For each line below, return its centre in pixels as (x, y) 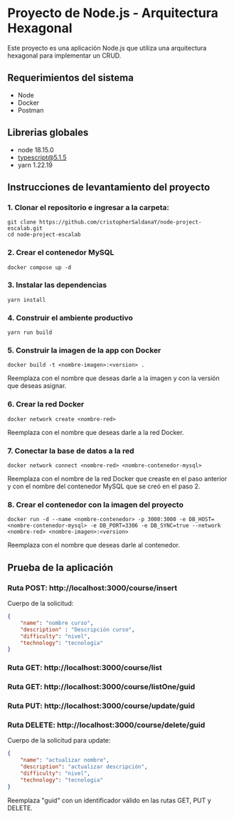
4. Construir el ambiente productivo (70, 318)
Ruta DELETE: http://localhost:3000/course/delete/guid (106, 725)
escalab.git (25, 229)
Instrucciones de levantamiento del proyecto (109, 187)
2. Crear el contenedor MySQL (61, 253)
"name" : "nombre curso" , (57, 623)
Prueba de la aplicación (60, 567)
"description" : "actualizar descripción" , (84, 767)
